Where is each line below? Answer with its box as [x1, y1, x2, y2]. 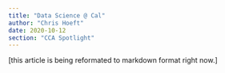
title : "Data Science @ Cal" [8, 11, 106, 20]
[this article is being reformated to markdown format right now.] [8, 56, 218, 65]
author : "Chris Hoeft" [8, 19, 84, 27]
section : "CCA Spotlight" [8, 33, 94, 42]
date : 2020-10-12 [8, 26, 66, 34]
